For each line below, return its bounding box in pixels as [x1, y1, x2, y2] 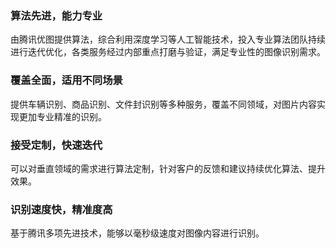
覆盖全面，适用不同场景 [10, 73, 123, 87]
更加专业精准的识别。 [18, 110, 107, 122]
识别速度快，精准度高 [10, 202, 113, 216]
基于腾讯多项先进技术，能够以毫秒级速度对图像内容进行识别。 [10, 227, 265, 239]
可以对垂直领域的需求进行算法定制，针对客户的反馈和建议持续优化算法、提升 [10, 162, 326, 174]
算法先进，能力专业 [10, 8, 103, 22]
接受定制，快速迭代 [10, 138, 103, 152]
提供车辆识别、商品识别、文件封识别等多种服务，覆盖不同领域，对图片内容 [10, 98, 317, 110]
